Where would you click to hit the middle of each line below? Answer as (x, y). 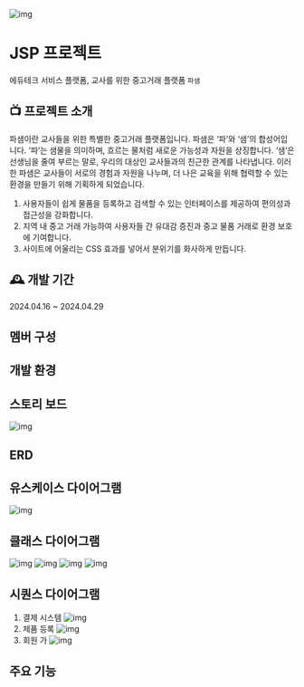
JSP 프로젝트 (56, 53)
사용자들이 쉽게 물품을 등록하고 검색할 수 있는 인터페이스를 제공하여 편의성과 (157, 203)
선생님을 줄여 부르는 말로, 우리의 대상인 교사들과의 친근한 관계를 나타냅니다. (142, 161)
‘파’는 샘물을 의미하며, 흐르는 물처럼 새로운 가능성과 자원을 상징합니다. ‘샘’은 (161, 150)
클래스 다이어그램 (55, 541)
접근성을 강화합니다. (57, 215)
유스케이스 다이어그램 (66, 487)
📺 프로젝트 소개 (51, 112)
